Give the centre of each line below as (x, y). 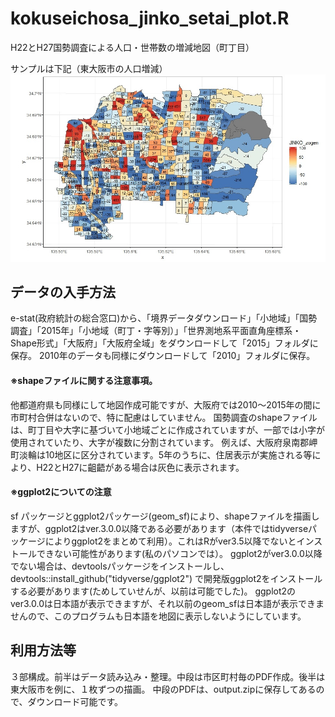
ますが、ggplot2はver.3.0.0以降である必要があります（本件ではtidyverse (159, 528)
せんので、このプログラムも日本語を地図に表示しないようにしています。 (158, 616)
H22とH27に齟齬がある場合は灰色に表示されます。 (140, 467)
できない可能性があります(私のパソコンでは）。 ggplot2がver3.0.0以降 (179, 553)
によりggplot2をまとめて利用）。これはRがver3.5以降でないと (170, 541)
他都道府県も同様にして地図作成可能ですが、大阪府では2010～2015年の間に (166, 404)
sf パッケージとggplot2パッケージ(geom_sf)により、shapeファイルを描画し (165, 516)
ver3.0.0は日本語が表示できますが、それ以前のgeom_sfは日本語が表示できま (167, 603)
